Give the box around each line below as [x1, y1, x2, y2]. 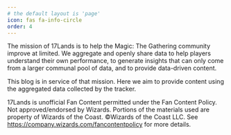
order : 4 [7, 23, 33, 30]
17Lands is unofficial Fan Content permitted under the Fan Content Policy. [7, 98, 217, 107]
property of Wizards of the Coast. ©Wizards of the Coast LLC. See [7, 113, 198, 121]
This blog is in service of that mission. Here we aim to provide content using [7, 78, 224, 86]
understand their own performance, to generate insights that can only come [7, 57, 224, 65]
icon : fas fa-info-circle [7, 17, 82, 24]
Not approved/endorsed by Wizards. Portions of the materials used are [7, 105, 210, 114]
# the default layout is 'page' [7, 10, 101, 17]
